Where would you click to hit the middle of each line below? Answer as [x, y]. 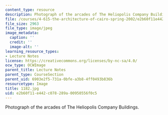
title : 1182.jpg [22, 88]
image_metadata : [22, 33]
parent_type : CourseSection [34, 75]
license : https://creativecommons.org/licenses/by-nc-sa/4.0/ [71, 61]
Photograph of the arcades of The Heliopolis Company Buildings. [72, 107]
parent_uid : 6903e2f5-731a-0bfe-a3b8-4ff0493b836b [59, 79]
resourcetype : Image [27, 84]
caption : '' [22, 38]
